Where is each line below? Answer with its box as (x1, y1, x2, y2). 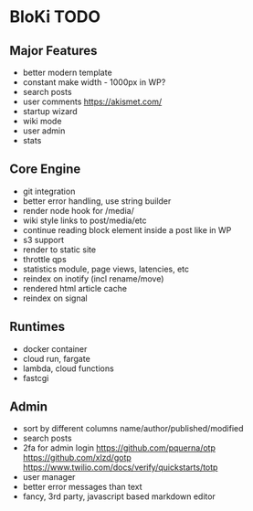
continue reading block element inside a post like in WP (22, 224, 232, 235)
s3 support (22, 234, 65, 245)
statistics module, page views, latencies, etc (22, 263, 190, 274)
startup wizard (22, 106, 78, 116)
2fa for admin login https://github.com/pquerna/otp (22, 442, 216, 453)
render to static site (22, 244, 97, 255)
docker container (22, 343, 88, 354)
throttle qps (22, 253, 67, 264)
